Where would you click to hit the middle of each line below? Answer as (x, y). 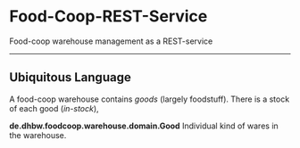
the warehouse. (38, 135)
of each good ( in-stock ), (54, 108)
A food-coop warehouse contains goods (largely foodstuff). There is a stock (150, 99)
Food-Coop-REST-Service (108, 16)
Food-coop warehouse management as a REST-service (111, 41)
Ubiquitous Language (70, 78)
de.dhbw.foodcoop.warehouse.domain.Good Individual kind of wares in (144, 126)
